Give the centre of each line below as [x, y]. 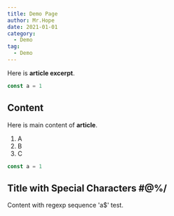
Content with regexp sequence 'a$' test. [66, 205]
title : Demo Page [33, 14]
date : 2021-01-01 [33, 27]
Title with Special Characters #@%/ [87, 188]
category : [22, 33]
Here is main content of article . [53, 125]
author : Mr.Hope [31, 20]
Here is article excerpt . [41, 73]
